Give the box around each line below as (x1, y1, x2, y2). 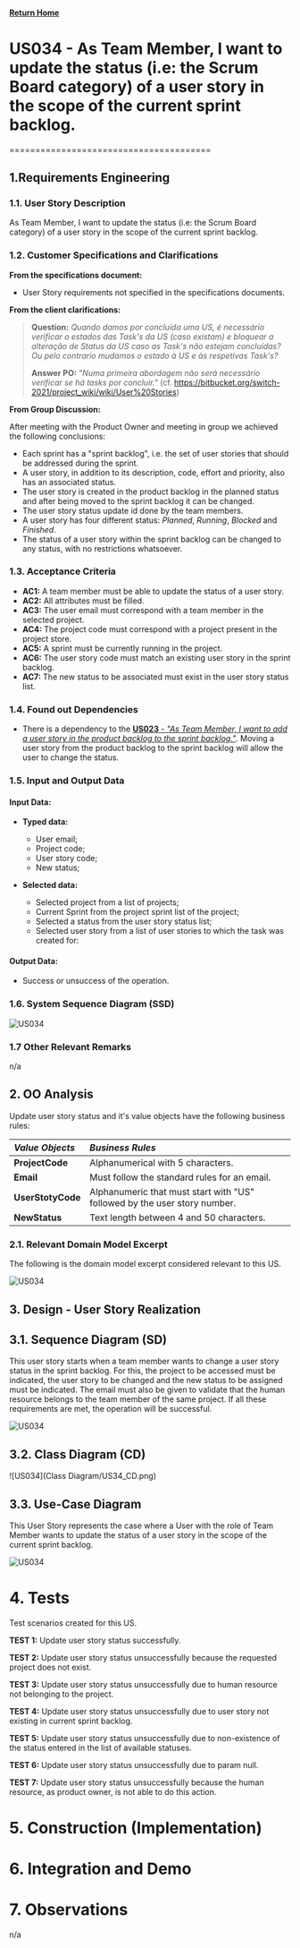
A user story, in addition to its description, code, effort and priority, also (21, 466, 286, 478)
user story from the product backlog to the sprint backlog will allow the (21, 743, 284, 754)
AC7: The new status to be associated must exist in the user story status (21, 671, 289, 682)
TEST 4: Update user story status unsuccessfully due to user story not (9, 1705, 270, 1716)
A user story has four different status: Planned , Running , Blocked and (21, 515, 278, 525)
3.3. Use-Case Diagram (9, 1496, 142, 1512)
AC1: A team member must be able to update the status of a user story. (21, 585, 284, 596)
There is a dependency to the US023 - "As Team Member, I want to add (21, 723, 288, 734)
